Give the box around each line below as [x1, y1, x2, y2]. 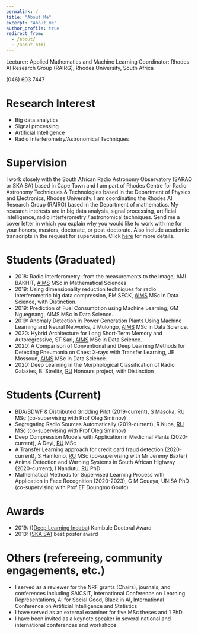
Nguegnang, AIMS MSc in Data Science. [14, 310, 114, 318]
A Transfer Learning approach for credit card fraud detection [14, 446, 164, 453]
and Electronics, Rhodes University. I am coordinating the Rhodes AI [6, 194, 173, 202]
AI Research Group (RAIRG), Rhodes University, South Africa [6, 64, 154, 71]
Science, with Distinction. [14, 298, 77, 305]
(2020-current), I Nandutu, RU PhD [14, 464, 101, 472]
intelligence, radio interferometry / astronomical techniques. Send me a [6, 213, 180, 220]
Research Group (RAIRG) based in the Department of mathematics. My [6, 201, 179, 208]
